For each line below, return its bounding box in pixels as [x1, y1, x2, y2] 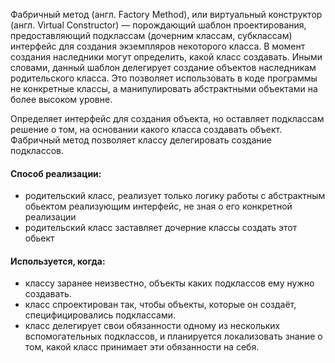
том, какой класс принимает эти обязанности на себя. [24, 341, 260, 353]
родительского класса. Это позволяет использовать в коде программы [10, 72, 318, 84]
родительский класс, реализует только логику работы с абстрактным [24, 190, 326, 202]
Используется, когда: [10, 255, 106, 267]
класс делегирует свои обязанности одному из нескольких [24, 320, 281, 332]
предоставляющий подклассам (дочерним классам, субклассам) [10, 30, 293, 41]
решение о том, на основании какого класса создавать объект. [10, 124, 283, 135]
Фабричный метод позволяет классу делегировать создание [10, 134, 272, 146]
